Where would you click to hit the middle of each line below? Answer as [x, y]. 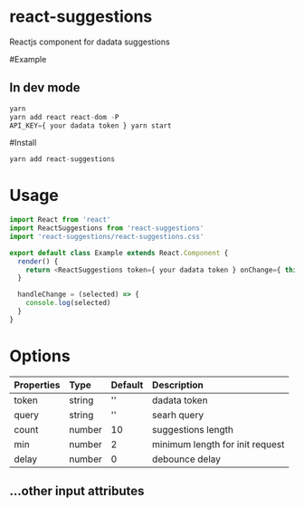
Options [40, 356]
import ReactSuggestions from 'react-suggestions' [107, 228]
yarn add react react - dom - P [64, 117]
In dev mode [45, 88]
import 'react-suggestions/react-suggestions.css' [107, 236]
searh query [178, 415]
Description [178, 385]
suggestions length [193, 429]
